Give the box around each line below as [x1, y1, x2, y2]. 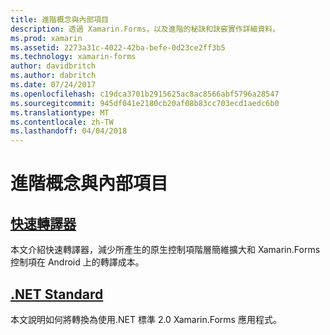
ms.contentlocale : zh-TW [10, 117, 114, 127]
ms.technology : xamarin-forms [10, 52, 137, 62]
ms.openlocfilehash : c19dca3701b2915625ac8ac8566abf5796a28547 [10, 89, 280, 99]
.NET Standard [10, 286, 104, 303]
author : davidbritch [10, 61, 97, 71]
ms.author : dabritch [10, 71, 97, 81]
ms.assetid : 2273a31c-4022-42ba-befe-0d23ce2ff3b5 [10, 42, 226, 53]
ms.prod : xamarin [10, 33, 83, 43]
